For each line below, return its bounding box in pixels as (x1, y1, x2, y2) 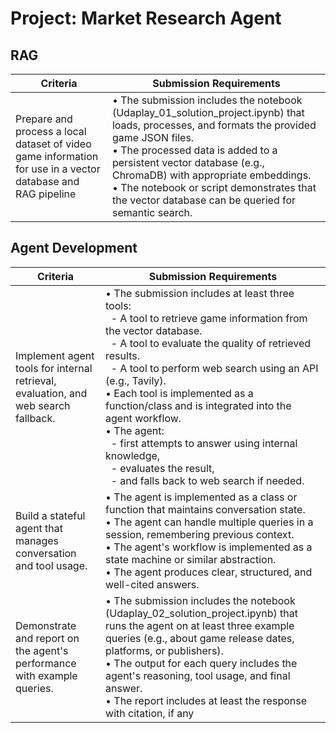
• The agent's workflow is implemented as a (105, 540, 313, 554)
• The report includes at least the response (105, 693, 307, 707)
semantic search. (111, 206, 193, 219)
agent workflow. (105, 411, 182, 425)
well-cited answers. (105, 577, 200, 591)
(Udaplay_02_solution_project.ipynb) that (105, 606, 298, 620)
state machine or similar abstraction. (105, 552, 277, 566)
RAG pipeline (15, 187, 77, 201)
